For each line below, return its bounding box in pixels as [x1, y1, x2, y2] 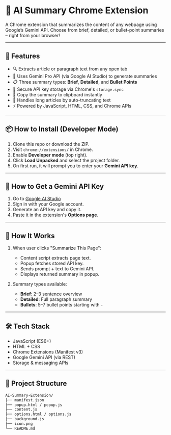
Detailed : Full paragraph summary [20, 296, 93, 302]
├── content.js [5, 407, 38, 412]
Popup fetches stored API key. [20, 260, 84, 267]
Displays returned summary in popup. [20, 271, 100, 277]
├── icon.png [5, 421, 33, 426]
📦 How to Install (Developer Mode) [5, 125, 119, 134]
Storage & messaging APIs [12, 360, 69, 366]
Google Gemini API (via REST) [12, 354, 75, 360]
